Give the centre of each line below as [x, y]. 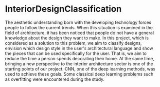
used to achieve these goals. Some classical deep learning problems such [79, 74]
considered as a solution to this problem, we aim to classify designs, [73, 43]
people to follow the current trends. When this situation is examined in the [79, 27]
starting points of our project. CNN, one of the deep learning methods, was [80, 69]
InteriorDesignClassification [63, 9]
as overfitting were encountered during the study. [55, 79]
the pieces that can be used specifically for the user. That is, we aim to [76, 53]
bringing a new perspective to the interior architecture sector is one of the [79, 64]
